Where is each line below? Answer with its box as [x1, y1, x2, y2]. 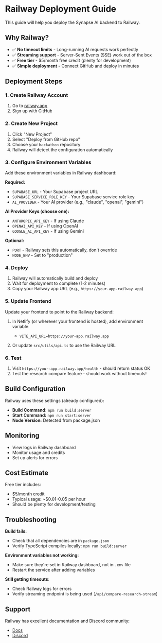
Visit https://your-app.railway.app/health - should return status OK [12, 365, 151, 371]
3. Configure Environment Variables [5, 159, 91, 166]
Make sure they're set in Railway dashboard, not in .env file [12, 562, 131, 568]
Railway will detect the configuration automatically [12, 147, 113, 153]
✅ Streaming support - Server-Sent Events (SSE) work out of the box [12, 52, 152, 58]
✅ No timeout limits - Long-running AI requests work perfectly [12, 46, 139, 52]
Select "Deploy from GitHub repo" [12, 136, 80, 142]
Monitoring [5, 432, 40, 440]
